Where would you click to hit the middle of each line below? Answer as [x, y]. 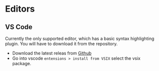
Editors [20, 9]
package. [22, 63]
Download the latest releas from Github [52, 53]
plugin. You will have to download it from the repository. [61, 44]
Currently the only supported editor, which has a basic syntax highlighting [80, 38]
